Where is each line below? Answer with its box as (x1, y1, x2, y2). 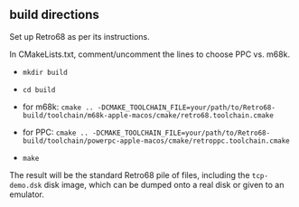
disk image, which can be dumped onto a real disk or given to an (43, 179, 285, 190)
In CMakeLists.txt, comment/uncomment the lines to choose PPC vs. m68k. (9, 49, 291, 60)
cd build (22, 85, 56, 94)
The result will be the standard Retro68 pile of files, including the (9, 169, 250, 180)
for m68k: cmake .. (22, 101, 94, 112)
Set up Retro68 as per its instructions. (9, 31, 151, 42)
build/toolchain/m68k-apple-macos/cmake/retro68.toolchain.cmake (22, 110, 274, 120)
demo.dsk (9, 181, 42, 190)
